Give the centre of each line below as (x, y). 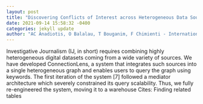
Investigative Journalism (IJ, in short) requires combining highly (85, 51)
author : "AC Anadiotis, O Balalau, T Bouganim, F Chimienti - (86, 34)
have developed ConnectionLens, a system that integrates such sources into (101, 64)
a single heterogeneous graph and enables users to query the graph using (99, 70)
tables (14, 96)
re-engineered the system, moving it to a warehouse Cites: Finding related (99, 90)
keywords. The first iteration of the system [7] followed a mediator (89, 77)
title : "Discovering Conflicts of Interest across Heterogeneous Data (97, 17)
